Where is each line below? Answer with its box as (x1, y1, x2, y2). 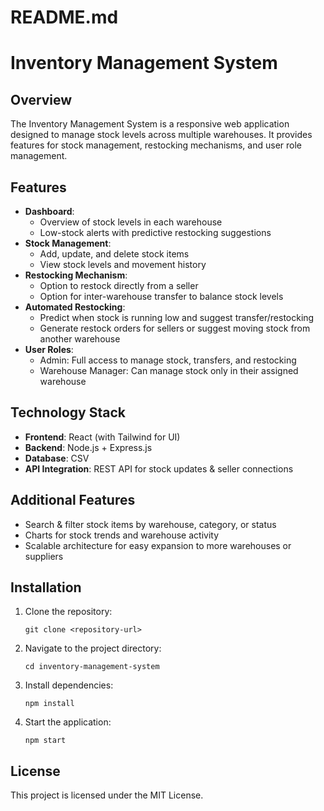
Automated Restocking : (24, 301, 126, 313)
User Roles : (24, 344, 74, 355)
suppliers (24, 550, 64, 562)
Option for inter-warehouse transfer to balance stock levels (39, 291, 284, 302)
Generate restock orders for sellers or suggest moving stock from (39, 322, 311, 334)
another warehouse (39, 333, 121, 345)
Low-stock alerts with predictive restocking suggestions (39, 227, 272, 238)
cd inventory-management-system (24, 662, 160, 672)
